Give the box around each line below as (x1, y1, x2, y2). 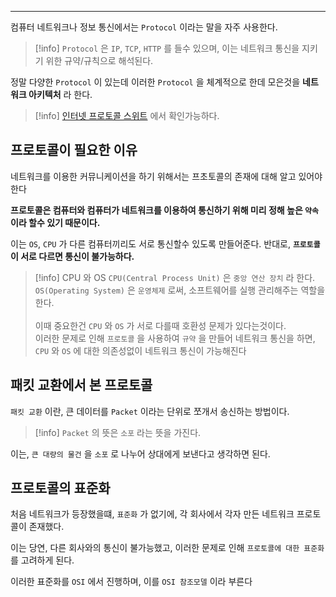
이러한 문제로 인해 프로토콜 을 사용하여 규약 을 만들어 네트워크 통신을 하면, (34, 332, 316, 344)
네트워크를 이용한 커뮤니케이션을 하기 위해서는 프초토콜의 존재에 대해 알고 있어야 (10, 170, 323, 182)
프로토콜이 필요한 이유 (10, 142, 138, 159)
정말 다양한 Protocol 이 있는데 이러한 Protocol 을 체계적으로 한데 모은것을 (10, 76, 301, 88)
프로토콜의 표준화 (10, 480, 111, 497)
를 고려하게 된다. (10, 554, 75, 566)
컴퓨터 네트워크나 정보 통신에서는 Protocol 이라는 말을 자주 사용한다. (10, 21, 278, 33)
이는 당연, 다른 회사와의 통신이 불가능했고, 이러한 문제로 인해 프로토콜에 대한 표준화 (10, 542, 325, 554)
